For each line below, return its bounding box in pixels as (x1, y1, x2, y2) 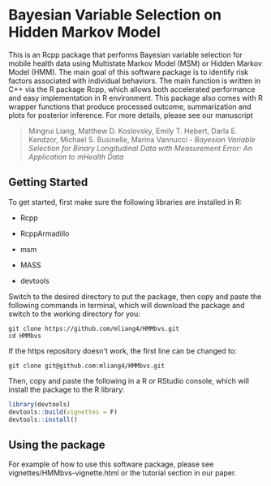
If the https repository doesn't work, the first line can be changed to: (8, 345, 237, 355)
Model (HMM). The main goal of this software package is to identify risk (8, 67, 249, 76)
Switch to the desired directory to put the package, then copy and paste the (8, 291, 262, 302)
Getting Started (8, 176, 88, 189)
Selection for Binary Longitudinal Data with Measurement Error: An (28, 143, 253, 153)
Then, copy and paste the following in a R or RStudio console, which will (8, 375, 250, 385)
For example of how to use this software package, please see (8, 459, 214, 469)
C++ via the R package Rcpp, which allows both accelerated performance (8, 84, 256, 94)
